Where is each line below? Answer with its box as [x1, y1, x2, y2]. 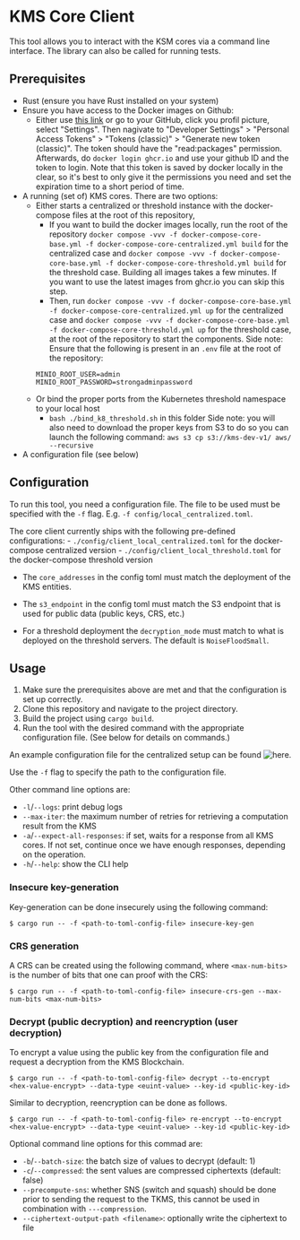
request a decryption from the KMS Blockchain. [9, 1056, 185, 1068]
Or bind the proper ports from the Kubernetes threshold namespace [35, 393, 287, 404]
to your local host [35, 403, 100, 413]
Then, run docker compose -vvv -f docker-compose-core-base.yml [48, 295, 292, 306]
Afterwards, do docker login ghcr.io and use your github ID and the [35, 152, 289, 163]
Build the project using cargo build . [21, 713, 155, 724]
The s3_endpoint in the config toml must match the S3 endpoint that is [21, 598, 281, 609]
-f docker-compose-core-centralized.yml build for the [84, 238, 289, 248]
